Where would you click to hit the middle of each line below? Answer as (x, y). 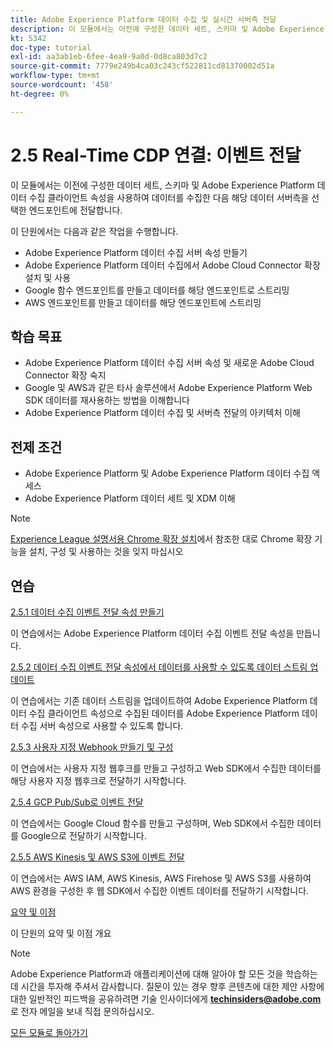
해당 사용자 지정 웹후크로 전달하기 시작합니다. (98, 780)
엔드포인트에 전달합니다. (75, 210)
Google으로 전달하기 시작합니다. (83, 835)
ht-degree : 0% (40, 94)
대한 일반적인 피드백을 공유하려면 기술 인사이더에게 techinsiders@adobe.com (166, 999)
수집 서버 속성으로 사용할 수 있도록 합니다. (102, 725)
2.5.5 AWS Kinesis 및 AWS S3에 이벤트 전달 (97, 857)
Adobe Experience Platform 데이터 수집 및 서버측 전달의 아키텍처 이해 (162, 413)
